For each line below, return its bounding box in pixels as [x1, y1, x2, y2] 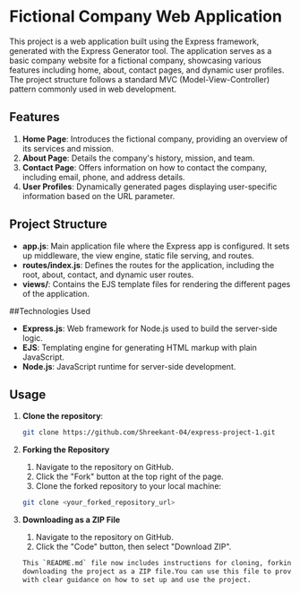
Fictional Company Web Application [9, 6, 282, 27]
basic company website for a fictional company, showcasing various [9, 55, 261, 65]
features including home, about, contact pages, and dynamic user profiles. [9, 65, 285, 75]
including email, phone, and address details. [21, 171, 185, 182]
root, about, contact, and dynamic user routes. [21, 269, 194, 280]
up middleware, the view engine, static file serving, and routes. [21, 249, 254, 261]
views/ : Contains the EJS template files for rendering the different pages [21, 278, 291, 289]
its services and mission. [21, 143, 114, 153]
